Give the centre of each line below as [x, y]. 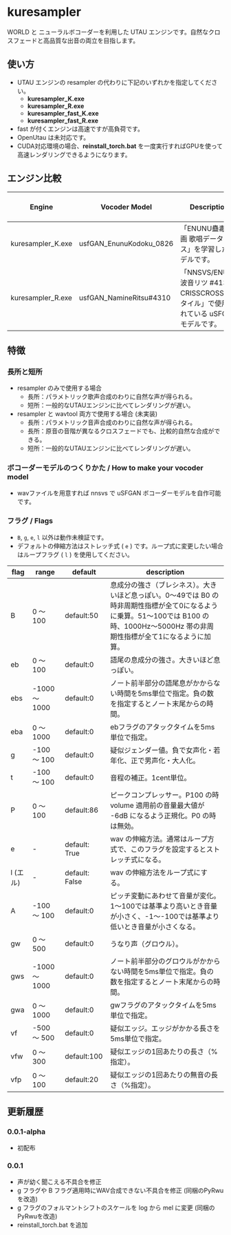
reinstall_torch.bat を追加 [52, 1225]
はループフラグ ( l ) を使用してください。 [75, 554]
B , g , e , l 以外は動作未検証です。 [62, 537]
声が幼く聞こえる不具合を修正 [59, 1181]
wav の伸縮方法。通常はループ [158, 839]
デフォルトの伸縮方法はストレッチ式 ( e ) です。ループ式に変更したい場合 [120, 546]
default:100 [84, 1056]
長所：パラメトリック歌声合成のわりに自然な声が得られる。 [112, 397]
